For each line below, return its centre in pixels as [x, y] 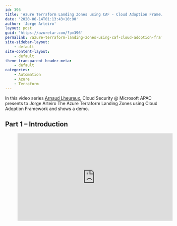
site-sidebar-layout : [28, 42]
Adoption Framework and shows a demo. [47, 109]
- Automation [28, 75]
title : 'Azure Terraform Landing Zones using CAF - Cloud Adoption [76, 14]
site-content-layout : [28, 51]
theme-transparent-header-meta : [38, 61]
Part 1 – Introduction [37, 124]
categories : [17, 70]
